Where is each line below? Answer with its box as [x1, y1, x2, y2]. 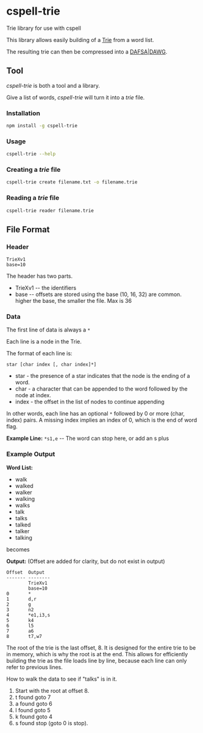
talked [15, 521, 31, 528]
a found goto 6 [15, 699, 53, 707]
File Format [6, 224, 50, 235]
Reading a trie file [6, 194, 60, 202]
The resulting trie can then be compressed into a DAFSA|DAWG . [6, 48, 168, 55]
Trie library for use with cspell [6, 24, 81, 32]
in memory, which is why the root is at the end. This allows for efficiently [6, 650, 188, 657]
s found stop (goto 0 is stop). [15, 719, 88, 726]
